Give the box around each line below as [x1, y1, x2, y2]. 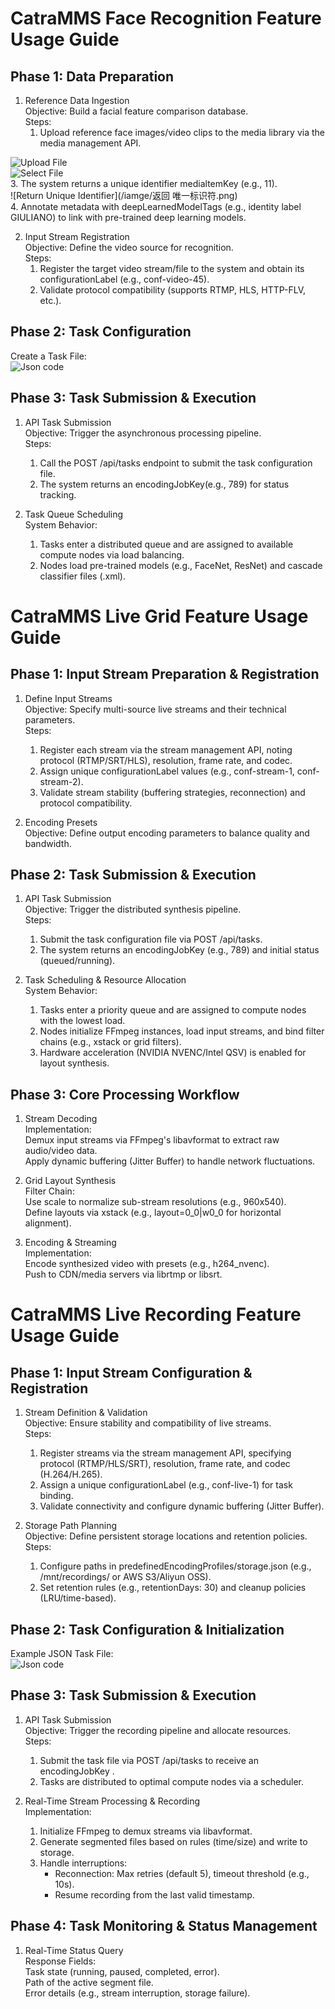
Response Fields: [24, 1955, 97, 1967]
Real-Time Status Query [24, 1944, 124, 1956]
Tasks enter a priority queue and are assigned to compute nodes [39, 1004, 307, 1016]
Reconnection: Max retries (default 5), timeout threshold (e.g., [54, 1867, 310, 1879]
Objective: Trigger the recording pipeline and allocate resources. [24, 1724, 292, 1736]
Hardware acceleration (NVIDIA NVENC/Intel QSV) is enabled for [39, 1047, 307, 1059]
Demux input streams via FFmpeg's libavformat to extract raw [24, 1134, 280, 1146]
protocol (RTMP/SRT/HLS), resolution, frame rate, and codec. [39, 754, 293, 766]
